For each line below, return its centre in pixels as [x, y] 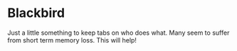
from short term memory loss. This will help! [72, 40]
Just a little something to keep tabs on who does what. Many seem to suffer [118, 33]
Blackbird [36, 13]
